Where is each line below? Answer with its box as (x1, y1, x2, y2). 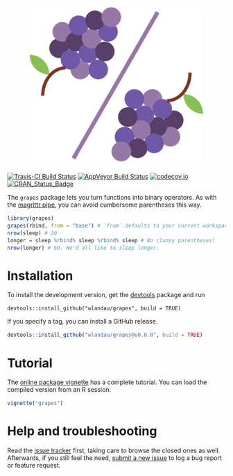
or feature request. (7, 461, 61, 470)
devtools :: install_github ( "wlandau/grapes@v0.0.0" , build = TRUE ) (7, 331, 203, 339)
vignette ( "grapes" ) (7, 400, 64, 407)
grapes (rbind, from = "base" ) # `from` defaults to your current (7, 223, 200, 230)
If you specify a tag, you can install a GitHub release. (7, 317, 158, 326)
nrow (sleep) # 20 (7, 230, 58, 237)
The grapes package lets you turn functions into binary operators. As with (7, 193, 217, 202)
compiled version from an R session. (7, 386, 112, 394)
